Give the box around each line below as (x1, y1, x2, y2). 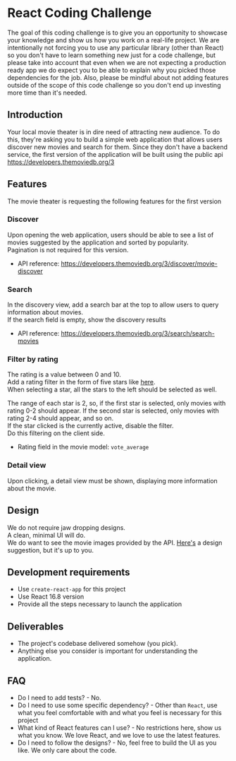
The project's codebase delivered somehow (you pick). (17, 639, 178, 648)
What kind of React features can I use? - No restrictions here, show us (17, 724, 222, 732)
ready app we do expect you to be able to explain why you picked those (7, 66, 216, 74)
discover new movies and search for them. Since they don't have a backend (7, 143, 228, 151)
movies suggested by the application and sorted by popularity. (7, 238, 189, 247)
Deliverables (7, 620, 64, 632)
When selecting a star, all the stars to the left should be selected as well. (7, 385, 217, 394)
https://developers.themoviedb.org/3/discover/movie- (61, 259, 218, 268)
